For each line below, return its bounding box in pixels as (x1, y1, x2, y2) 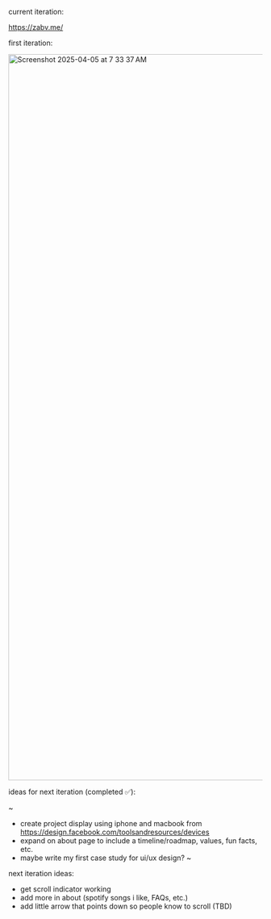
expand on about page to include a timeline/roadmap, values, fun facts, (19, 836, 258, 846)
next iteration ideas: (8, 869, 74, 878)
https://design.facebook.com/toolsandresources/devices (19, 827, 210, 837)
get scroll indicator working (19, 884, 111, 894)
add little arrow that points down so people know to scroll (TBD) (19, 901, 232, 911)
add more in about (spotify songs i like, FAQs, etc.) (19, 893, 188, 902)
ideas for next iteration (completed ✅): (8, 787, 135, 796)
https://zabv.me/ (8, 23, 64, 31)
